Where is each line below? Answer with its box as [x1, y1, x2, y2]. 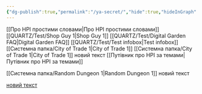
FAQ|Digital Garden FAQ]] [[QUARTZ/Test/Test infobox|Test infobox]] [6, 38, 179, 45]
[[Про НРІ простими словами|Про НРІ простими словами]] [6, 25, 160, 33]
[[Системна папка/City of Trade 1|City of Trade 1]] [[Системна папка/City [6, 45, 192, 52]
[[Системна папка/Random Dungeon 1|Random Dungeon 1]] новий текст [6, 69, 190, 76]
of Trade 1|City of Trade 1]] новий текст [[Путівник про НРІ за [6, 51, 163, 58]
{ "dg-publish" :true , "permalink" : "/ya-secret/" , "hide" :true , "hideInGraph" [6, 8, 197, 15]
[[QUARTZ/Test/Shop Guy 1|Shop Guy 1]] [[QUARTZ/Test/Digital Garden [6, 32, 186, 39]
